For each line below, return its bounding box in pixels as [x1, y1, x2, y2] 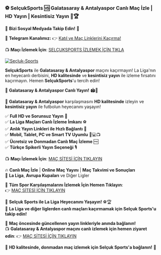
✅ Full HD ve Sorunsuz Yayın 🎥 [5, 113, 68, 119]
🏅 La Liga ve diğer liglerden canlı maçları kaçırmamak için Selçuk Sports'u [5, 206, 156, 212]
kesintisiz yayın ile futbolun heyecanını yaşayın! [5, 104, 101, 110]
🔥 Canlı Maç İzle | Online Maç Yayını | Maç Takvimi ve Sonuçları [5, 167, 135, 173]
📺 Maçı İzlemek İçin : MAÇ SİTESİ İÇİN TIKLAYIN [5, 156, 102, 162]
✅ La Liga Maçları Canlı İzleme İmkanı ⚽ [5, 119, 87, 125]
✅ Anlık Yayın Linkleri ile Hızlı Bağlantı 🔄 [5, 126, 87, 132]
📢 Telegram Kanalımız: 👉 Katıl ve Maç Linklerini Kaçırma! [5, 35, 121, 41]
